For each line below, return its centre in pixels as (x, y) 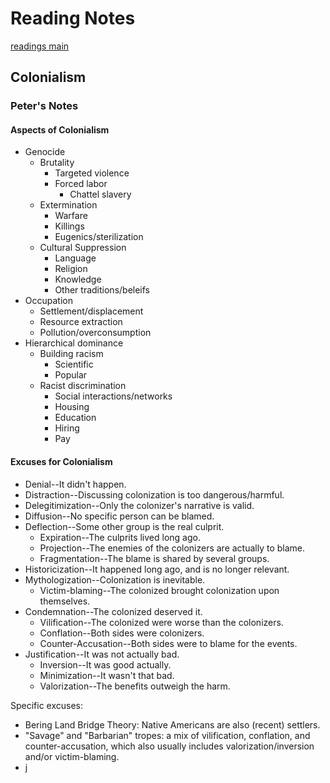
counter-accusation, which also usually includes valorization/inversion (169, 746)
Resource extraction (81, 322)
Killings (69, 226)
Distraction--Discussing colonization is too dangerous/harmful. (154, 494)
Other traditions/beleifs (102, 290)
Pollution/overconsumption (95, 333)
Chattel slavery (100, 194)
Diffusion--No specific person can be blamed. (119, 516)
